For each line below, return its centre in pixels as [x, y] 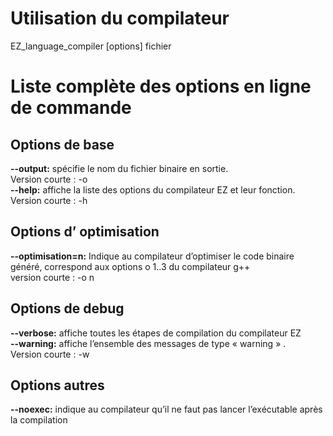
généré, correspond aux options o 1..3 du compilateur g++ [130, 266]
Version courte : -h [49, 200]
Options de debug [67, 308]
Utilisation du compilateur [120, 18]
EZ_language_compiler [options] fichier [91, 46]
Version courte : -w [50, 354]
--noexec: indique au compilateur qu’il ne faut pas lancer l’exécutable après [166, 409]
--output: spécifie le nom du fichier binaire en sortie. [119, 168]
